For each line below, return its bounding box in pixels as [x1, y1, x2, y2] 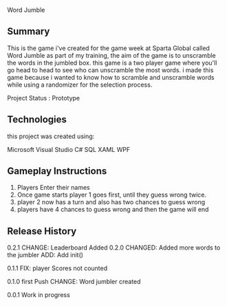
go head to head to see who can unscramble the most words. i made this [7, 65, 214, 74]
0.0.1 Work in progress [7, 291, 70, 299]
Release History [7, 225, 77, 237]
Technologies [7, 113, 67, 126]
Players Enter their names [17, 184, 91, 192]
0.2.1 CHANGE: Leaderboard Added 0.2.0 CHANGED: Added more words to [7, 243, 221, 252]
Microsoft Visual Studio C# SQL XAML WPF [7, 145, 131, 153]
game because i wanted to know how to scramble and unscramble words [7, 73, 215, 81]
